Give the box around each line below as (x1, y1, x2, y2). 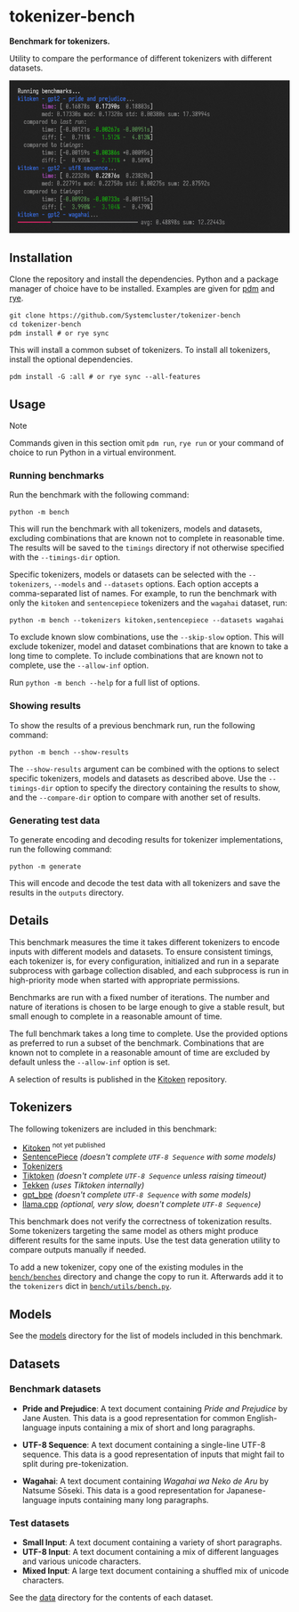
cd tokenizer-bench (9, 320, 82, 329)
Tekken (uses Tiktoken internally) (21, 1180, 145, 1191)
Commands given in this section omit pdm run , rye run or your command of (9, 438, 285, 448)
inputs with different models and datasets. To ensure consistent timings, (9, 946, 274, 957)
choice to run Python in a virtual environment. (9, 448, 176, 458)
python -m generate (9, 862, 82, 871)
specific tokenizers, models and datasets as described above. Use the (9, 773, 267, 784)
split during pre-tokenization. (21, 1458, 129, 1468)
